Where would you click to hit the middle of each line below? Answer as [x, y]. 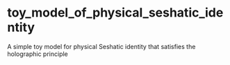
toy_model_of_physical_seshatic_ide [115, 13]
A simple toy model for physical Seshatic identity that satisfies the [101, 46]
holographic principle [38, 54]
